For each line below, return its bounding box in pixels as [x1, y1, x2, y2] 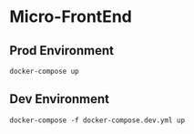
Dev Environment [9, 91, 110, 107]
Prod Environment [9, 43, 114, 58]
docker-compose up [9, 67, 79, 76]
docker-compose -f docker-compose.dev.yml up [9, 116, 185, 125]
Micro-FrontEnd [9, 6, 132, 27]
